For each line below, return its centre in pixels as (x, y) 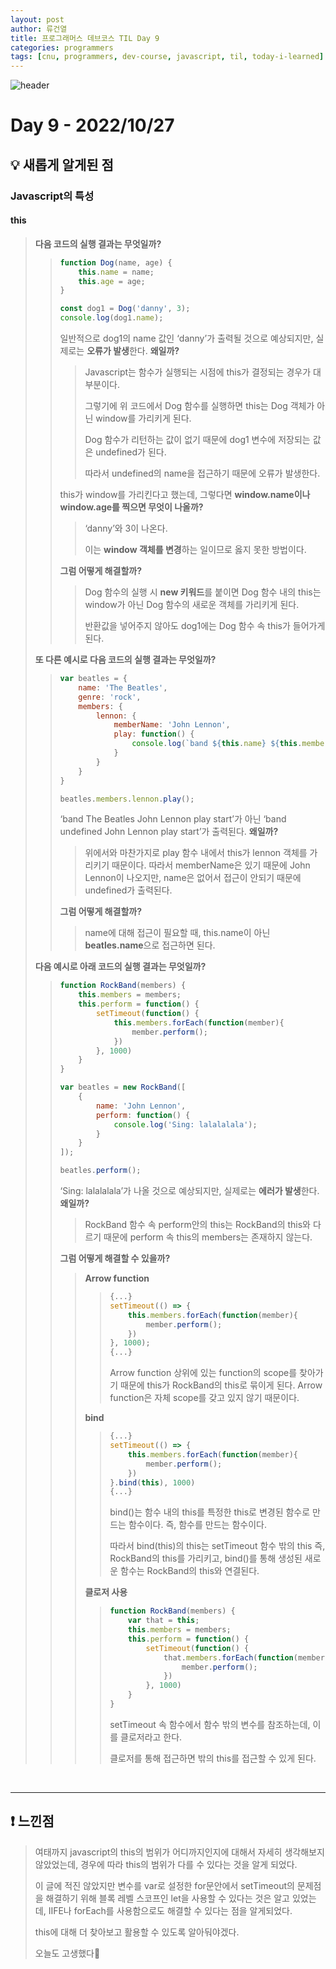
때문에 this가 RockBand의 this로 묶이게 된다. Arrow (221, 1385)
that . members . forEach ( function (228, 1657)
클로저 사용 (106, 1592)
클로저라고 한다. (151, 1737)
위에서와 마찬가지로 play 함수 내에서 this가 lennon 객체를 (196, 853)
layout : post (37, 19)
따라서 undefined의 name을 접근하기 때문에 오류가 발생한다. (202, 473)
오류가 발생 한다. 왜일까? (133, 351)
